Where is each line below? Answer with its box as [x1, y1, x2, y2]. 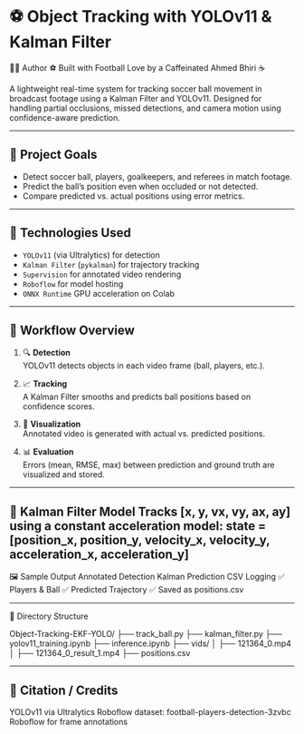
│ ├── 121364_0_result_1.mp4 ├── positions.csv [9, 648, 191, 659]
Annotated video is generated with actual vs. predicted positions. [22, 428, 265, 439]
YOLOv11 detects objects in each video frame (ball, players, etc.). [22, 360, 265, 371]
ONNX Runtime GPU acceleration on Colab [22, 288, 175, 298]
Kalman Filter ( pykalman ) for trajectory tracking [22, 259, 200, 269]
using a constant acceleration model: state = [9, 518, 267, 533]
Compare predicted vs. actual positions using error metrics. [22, 191, 245, 201]
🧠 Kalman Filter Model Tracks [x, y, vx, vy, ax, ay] [9, 504, 291, 519]
